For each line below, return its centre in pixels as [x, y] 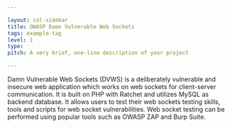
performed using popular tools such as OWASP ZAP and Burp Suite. [106, 117]
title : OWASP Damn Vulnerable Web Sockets [71, 27]
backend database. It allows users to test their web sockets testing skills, [114, 102]
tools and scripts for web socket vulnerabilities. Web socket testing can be [116, 109]
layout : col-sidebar [38, 20]
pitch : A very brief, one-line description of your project [98, 53]
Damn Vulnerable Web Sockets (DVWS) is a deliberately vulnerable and [112, 79]
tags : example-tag [34, 33]
